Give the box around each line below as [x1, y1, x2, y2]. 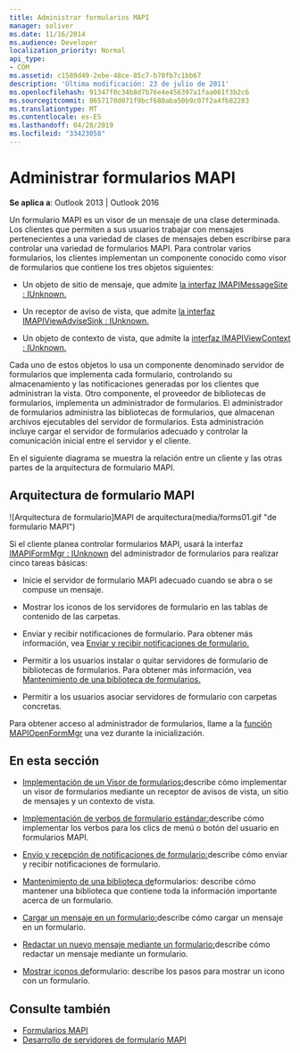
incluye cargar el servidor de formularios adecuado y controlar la [9, 426, 248, 436]
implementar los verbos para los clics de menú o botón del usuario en [21, 823, 279, 833]
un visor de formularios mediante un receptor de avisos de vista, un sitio [21, 786, 288, 797]
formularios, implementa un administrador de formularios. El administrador [9, 397, 283, 408]
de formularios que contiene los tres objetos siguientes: [9, 261, 214, 272]
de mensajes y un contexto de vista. [21, 796, 156, 807]
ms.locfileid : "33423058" [9, 129, 105, 138]
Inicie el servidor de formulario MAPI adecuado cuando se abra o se [21, 575, 273, 585]
